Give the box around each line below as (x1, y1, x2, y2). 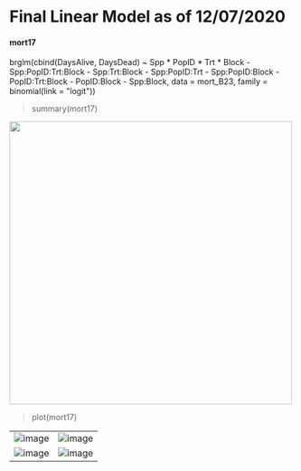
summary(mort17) (31, 103, 98, 114)
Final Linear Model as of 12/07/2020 (9, 6, 287, 27)
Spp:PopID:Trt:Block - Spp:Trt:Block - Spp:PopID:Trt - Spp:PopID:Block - (9, 66, 280, 78)
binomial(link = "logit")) (9, 86, 97, 97)
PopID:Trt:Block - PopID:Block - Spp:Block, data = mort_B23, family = (9, 76, 268, 87)
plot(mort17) (31, 412, 78, 423)
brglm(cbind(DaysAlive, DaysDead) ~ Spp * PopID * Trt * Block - (9, 57, 250, 68)
